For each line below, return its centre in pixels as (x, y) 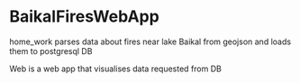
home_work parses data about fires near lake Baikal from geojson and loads (150, 41)
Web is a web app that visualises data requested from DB (116, 69)
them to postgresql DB (51, 51)
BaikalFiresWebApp (84, 17)
